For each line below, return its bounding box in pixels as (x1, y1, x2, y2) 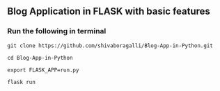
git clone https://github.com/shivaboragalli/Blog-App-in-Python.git (7, 42, 214, 49)
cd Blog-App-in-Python (7, 54, 73, 61)
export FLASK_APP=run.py (7, 66, 79, 74)
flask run (7, 78, 36, 85)
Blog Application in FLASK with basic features (7, 6, 211, 17)
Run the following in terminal (7, 26, 107, 36)
